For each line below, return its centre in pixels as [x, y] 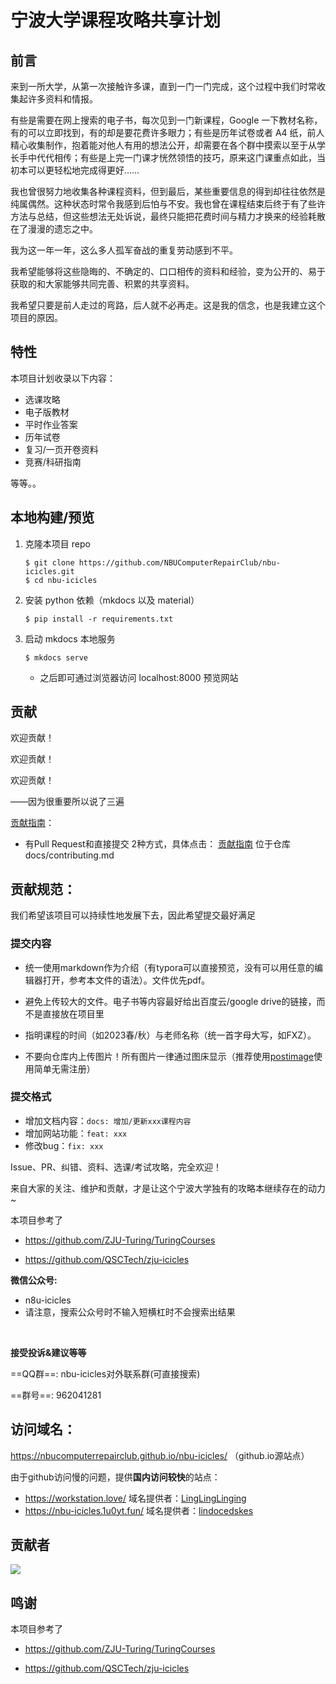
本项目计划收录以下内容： [63, 378]
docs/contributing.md [69, 855]
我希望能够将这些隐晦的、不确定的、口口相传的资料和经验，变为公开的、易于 [168, 271]
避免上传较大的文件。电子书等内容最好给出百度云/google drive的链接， [170, 1001]
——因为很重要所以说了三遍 [67, 802]
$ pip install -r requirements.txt [99, 619]
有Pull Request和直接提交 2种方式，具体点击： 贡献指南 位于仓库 [158, 844]
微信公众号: [34, 1280]
